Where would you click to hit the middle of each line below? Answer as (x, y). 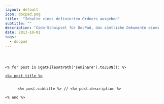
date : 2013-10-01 (23, 32)
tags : (11, 37)
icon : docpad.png (23, 14)
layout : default (22, 10)
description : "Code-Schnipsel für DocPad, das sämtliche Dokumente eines (82, 28)
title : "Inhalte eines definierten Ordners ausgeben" (63, 19)
